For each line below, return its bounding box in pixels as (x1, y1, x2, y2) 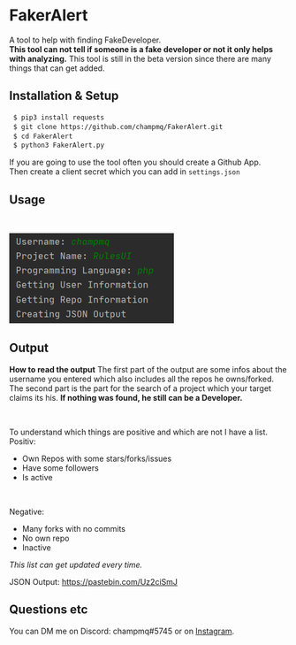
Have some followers (21, 462, 99, 473)
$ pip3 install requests (12, 112, 104, 122)
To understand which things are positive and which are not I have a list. (9, 426, 268, 437)
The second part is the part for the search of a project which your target (9, 382, 272, 394)
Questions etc (9, 603, 88, 618)
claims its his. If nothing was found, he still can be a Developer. (9, 392, 243, 403)
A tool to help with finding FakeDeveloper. (9, 35, 162, 45)
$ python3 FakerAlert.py (12, 141, 104, 150)
